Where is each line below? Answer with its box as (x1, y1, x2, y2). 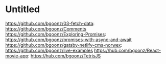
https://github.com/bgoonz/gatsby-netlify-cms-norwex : (5, 42, 123, 48)
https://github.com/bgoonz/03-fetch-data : (5, 20, 94, 26)
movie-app (5, 52, 29, 59)
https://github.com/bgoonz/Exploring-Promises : (5, 31, 106, 37)
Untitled (5, 4, 40, 15)
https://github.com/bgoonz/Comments (5, 25, 87, 31)
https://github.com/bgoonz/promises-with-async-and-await (5, 37, 132, 43)
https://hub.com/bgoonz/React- (93, 47, 161, 53)
